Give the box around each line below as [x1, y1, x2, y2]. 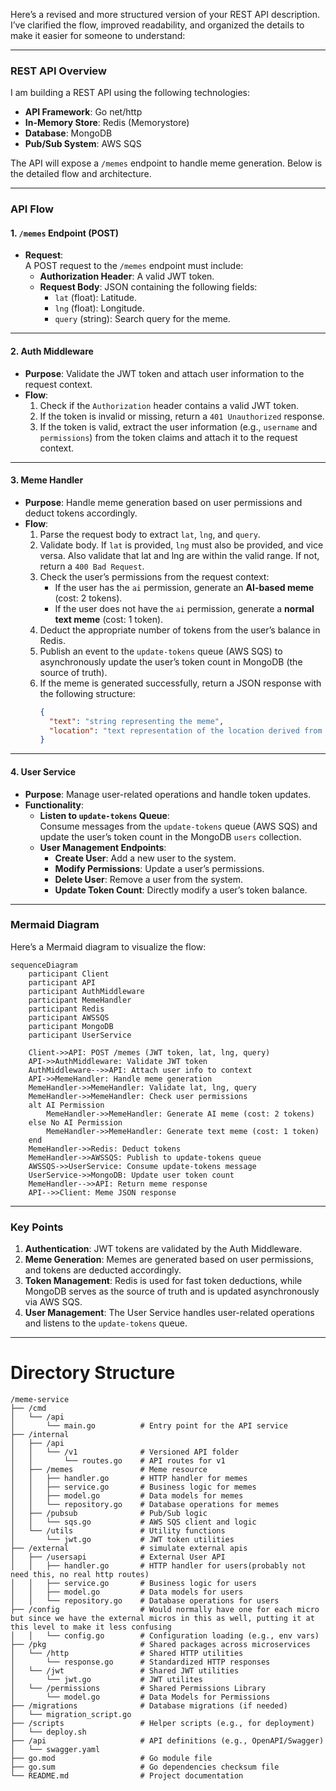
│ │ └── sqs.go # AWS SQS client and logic [10, 1517, 257, 1528]
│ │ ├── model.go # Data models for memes [10, 1491, 244, 1501]
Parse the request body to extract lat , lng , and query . [39, 528, 261, 540]
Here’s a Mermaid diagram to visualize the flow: [10, 940, 207, 953]
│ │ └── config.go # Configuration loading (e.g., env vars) [10, 1631, 320, 1641]
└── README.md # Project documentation [10, 1771, 244, 1781]
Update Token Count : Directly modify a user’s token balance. [54, 884, 308, 896]
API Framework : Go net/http [24, 106, 143, 118]
